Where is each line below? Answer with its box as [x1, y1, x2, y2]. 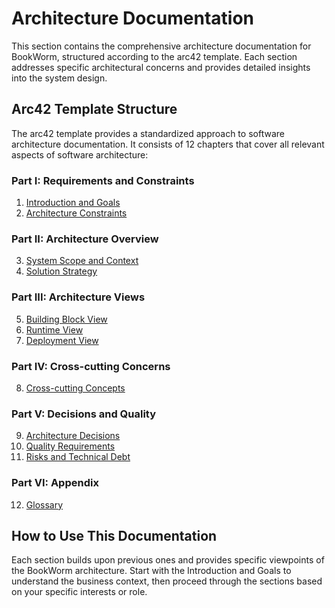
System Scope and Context [25, 255, 139, 267]
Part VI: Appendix [11, 476, 99, 490]
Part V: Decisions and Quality [11, 407, 157, 421]
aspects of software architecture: [11, 148, 149, 161]
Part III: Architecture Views [11, 290, 146, 304]
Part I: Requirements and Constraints [11, 173, 195, 187]
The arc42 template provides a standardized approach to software [11, 127, 285, 139]
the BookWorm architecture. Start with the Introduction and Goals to [11, 565, 292, 577]
